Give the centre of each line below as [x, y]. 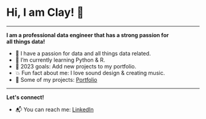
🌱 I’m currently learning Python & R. [60, 60]
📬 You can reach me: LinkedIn [54, 109]
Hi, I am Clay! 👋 [45, 13]
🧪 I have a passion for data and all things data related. [83, 53]
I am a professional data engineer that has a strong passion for [88, 35]
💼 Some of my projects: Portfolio [56, 79]
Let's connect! [25, 97]
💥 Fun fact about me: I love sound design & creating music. [90, 73]
